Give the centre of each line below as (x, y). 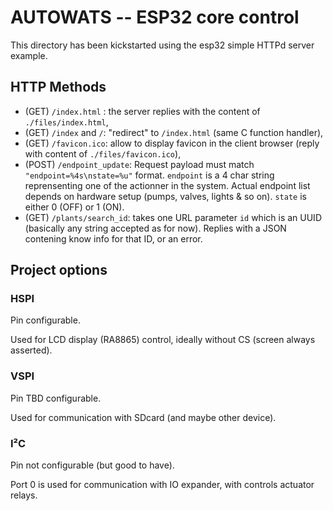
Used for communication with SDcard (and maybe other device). (143, 417)
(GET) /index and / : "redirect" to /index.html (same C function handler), (174, 132)
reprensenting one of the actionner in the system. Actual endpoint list (167, 185)
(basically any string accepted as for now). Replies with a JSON (155, 228)
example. (29, 55)
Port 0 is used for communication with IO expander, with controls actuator (162, 485)
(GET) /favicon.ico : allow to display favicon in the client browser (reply (172, 143)
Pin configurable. (45, 320)
